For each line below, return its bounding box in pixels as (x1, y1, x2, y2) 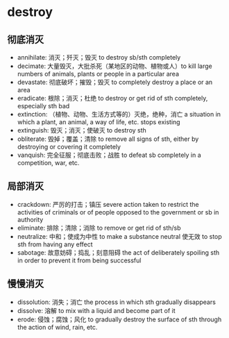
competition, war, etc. (17, 159, 80, 167)
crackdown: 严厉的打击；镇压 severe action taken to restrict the (17, 200, 199, 208)
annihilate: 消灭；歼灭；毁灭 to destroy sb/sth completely (17, 53, 181, 61)
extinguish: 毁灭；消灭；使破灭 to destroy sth (17, 126, 147, 134)
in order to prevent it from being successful (17, 256, 142, 264)
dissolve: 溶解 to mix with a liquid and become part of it (17, 306, 176, 314)
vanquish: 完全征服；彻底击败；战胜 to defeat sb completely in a (17, 151, 201, 159)
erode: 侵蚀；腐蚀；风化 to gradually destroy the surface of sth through (17, 315, 222, 323)
